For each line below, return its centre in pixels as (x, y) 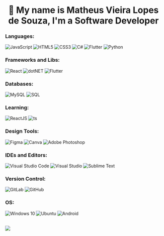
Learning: (17, 108)
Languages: (20, 36)
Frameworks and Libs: (33, 60)
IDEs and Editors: (26, 155)
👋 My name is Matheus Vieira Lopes (83, 10)
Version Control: (25, 179)
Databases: (19, 84)
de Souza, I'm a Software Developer (83, 21)
